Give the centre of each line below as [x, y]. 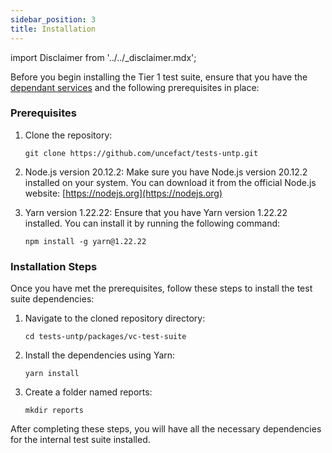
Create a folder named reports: [88, 392]
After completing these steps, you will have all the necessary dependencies [166, 429]
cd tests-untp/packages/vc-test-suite [105, 337]
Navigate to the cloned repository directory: [115, 318]
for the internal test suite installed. [80, 440]
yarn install [52, 374]
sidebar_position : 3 [53, 19]
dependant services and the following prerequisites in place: [135, 87]
